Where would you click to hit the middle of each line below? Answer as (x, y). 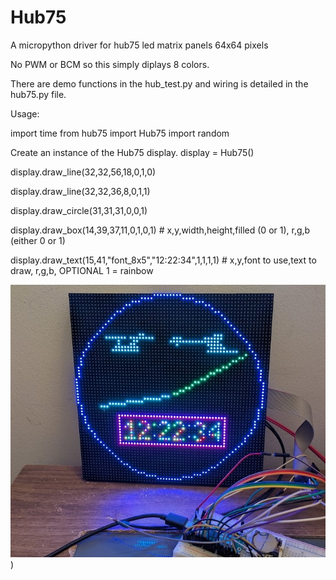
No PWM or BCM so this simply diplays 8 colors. (110, 64)
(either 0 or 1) (38, 240)
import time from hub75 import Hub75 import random (120, 133)
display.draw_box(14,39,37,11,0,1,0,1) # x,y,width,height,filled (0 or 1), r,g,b (160, 230)
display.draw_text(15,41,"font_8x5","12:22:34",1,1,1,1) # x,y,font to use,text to (163, 260)
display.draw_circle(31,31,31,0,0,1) (79, 210)
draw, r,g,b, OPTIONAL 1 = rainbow (82, 270)
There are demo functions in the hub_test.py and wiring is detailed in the (159, 83)
